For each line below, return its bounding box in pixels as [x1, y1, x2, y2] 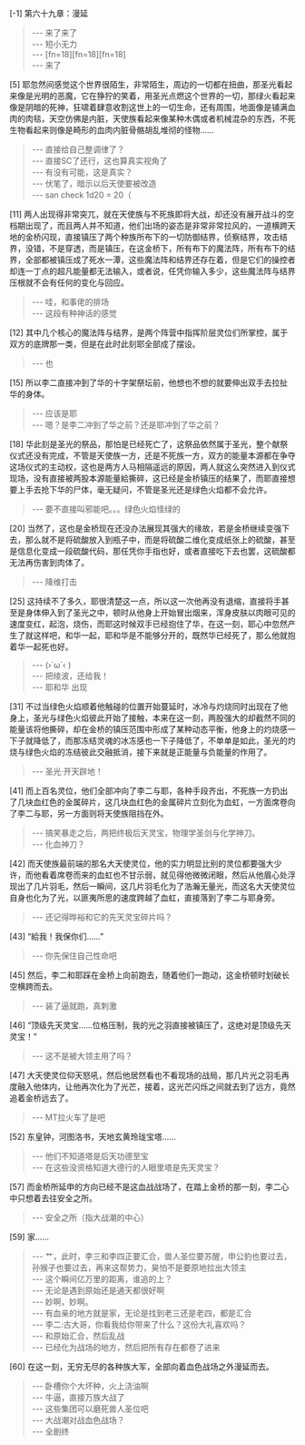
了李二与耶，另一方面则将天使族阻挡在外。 [9, 809, 169, 819]
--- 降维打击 [31, 576, 78, 587]
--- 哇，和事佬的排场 [31, 297, 110, 307]
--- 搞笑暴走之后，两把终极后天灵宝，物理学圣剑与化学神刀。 [31, 828, 261, 838]
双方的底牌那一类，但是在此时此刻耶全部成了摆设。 [9, 339, 201, 349]
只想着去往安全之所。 [16, 1193, 97, 1204]
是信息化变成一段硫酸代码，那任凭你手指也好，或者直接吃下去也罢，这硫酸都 [9, 545, 296, 556]
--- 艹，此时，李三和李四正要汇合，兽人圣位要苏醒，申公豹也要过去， [31, 1251, 292, 1261]
